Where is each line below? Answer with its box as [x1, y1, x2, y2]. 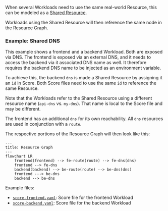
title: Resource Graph [5, 145, 53, 150]
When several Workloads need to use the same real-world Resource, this [5, 5, 157, 10]
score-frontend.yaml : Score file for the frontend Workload [12, 194, 133, 201]
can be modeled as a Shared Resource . [5, 10, 87, 16]
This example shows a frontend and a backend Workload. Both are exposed [5, 49, 163, 55]
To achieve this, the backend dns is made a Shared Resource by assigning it [5, 75, 162, 81]
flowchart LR [5, 154, 33, 159]
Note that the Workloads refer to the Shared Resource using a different [5, 95, 152, 101]
